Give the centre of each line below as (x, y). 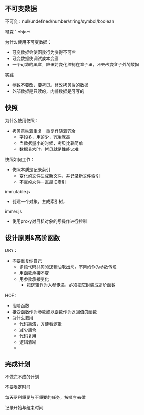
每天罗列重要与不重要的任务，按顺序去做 (45, 398)
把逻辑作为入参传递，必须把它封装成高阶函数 (71, 285)
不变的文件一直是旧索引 (43, 182)
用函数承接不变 (34, 273)
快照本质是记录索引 (31, 169)
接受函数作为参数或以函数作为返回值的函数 (54, 312)
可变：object (18, 32)
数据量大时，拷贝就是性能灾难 (49, 149)
